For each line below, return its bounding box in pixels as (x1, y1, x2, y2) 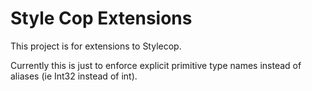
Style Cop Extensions (10, 7, 193, 30)
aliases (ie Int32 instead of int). (10, 70, 138, 82)
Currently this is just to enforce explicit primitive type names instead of (10, 59, 302, 71)
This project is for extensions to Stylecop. (10, 40, 182, 52)
